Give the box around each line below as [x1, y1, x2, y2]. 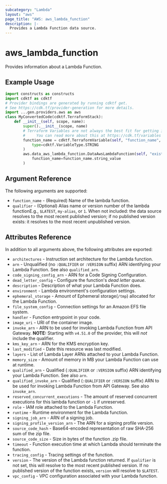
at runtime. [12, 362, 35, 367]
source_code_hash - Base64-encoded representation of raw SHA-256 [12, 425, 154, 431]
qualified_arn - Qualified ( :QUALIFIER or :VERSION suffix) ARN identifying [12, 367, 162, 373]
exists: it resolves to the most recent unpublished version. [12, 219, 131, 225]
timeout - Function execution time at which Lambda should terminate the [12, 441, 162, 447]
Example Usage [5, 78, 55, 87]
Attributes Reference [5, 233, 72, 242]
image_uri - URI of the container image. [12, 319, 93, 325]
